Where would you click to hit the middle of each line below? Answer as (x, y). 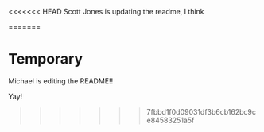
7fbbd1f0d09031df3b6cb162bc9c (202, 111)
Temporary (46, 59)
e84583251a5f (171, 120)
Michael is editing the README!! (61, 81)
